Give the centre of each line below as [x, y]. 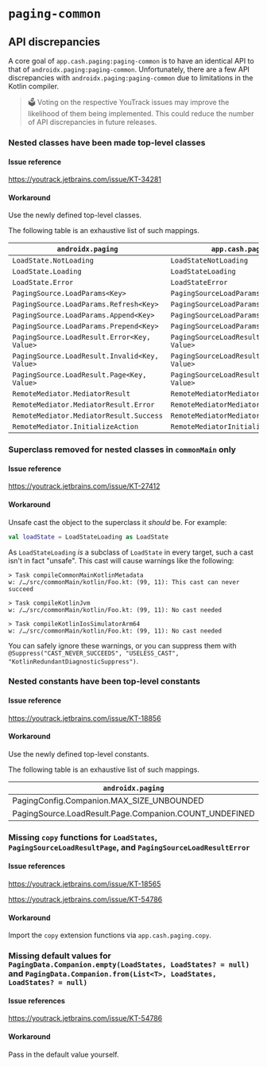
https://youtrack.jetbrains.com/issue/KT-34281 [85, 179]
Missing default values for [60, 956]
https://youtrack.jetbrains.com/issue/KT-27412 [84, 486]
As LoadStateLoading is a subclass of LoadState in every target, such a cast [131, 552]
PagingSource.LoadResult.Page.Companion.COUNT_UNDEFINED [134, 813]
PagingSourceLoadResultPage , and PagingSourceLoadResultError [129, 847]
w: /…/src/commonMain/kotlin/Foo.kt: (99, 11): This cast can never [124, 582]
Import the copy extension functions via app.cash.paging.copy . [110, 935]
